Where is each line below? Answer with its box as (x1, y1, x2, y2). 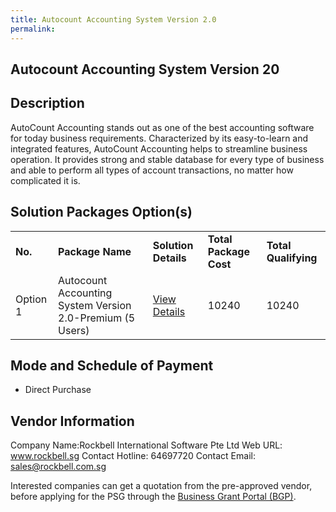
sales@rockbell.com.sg (10, 461, 107, 473)
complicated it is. (10, 174, 81, 186)
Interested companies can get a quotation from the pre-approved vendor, (10, 480, 313, 492)
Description (10, 95, 85, 112)
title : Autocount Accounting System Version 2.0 (10, 14, 217, 25)
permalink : (10, 24, 56, 34)
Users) (58, 323, 90, 337)
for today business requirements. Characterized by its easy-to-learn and (10, 132, 309, 144)
